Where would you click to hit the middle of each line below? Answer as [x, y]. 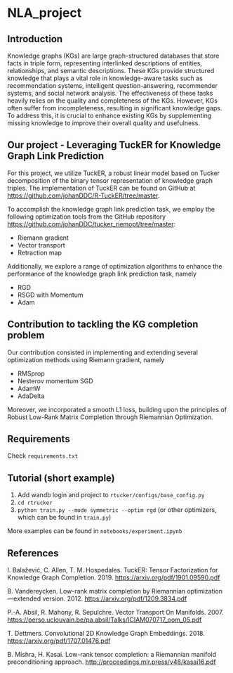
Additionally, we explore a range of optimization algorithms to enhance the [115, 266]
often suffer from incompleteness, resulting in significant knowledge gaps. [115, 108]
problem [26, 335]
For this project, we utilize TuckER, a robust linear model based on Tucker [113, 173]
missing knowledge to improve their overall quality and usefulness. [104, 123]
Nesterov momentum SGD [55, 380]
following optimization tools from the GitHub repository [87, 217]
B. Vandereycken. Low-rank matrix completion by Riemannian [96, 591]
